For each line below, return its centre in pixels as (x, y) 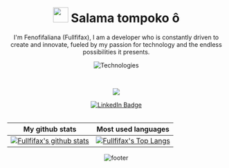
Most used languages (133, 129)
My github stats (50, 129)
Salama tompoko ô (125, 18)
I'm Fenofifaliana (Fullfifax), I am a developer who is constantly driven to (116, 37)
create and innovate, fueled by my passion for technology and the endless (116, 44)
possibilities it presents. (116, 52)
